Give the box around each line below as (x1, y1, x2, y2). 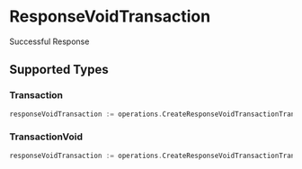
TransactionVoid (9, 130, 84, 143)
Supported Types (9, 62, 110, 77)
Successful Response (9, 36, 90, 47)
